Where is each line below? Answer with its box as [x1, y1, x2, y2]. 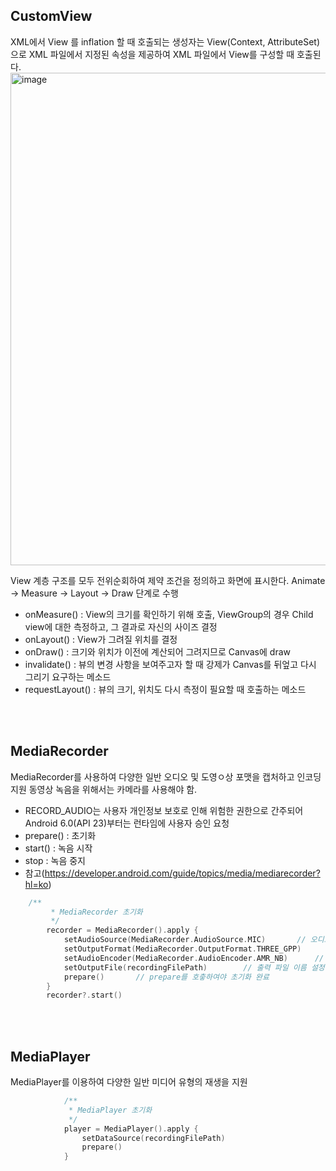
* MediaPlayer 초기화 [68, 1105, 153, 1115]
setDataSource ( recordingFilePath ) [81, 1133, 226, 1143]
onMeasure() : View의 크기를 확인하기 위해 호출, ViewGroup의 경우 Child [24, 608, 314, 620]
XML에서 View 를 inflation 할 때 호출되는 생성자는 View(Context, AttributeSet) [10, 35, 321, 48]
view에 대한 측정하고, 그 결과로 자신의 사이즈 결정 [24, 620, 218, 633]
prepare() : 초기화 [24, 829, 97, 841]
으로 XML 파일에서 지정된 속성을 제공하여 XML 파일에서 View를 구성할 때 [10, 48, 295, 60]
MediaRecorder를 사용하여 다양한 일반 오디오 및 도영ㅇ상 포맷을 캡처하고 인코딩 [10, 770, 322, 783]
